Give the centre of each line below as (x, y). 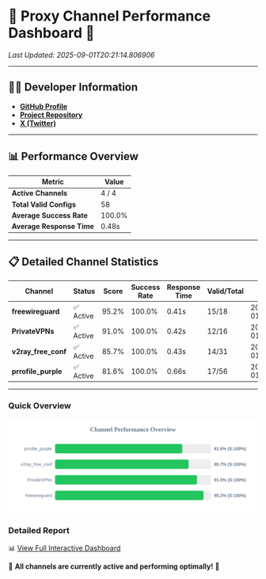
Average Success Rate (50, 215)
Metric (53, 182)
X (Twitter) (38, 123)
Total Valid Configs (44, 204)
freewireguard (36, 311)
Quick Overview (40, 406)
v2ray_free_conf (39, 351)
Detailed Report (39, 530)
